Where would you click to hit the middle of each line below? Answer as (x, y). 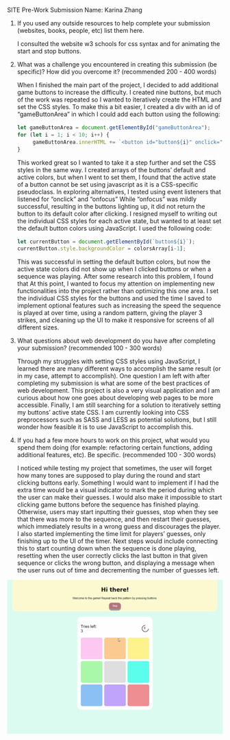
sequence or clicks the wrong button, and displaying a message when (116, 563)
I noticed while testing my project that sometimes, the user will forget (114, 468)
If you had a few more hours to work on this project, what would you (113, 440)
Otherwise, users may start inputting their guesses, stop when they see (118, 512)
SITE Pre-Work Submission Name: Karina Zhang (75, 10)
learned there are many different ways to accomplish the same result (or (119, 369)
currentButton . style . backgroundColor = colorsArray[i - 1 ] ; (101, 249)
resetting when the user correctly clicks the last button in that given (112, 556)
